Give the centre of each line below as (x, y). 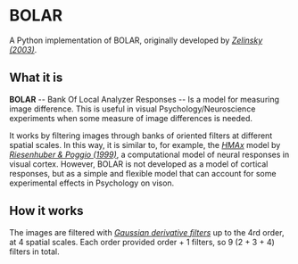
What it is (36, 78)
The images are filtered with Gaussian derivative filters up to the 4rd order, (147, 232)
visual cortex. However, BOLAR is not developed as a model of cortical (139, 164)
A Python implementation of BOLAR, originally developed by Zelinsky (136, 40)
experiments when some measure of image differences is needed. (131, 118)
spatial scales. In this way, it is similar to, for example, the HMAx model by (145, 144)
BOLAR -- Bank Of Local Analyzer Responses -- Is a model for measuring (144, 99)
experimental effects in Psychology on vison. (92, 183)
